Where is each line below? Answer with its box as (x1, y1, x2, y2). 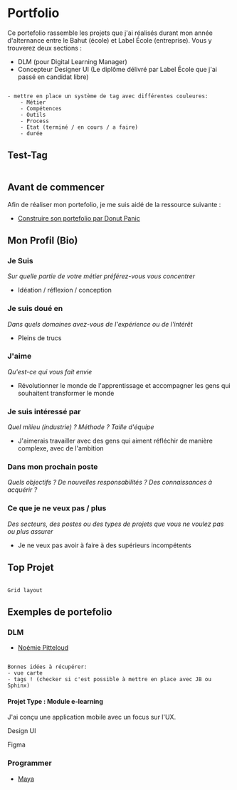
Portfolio (7, 5, 60, 21)
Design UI (7, 727, 37, 735)
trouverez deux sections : (7, 43, 82, 52)
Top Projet (7, 562, 54, 574)
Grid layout (7, 586, 43, 594)
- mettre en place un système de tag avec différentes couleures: (7, 93, 209, 100)
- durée (20, 130, 43, 137)
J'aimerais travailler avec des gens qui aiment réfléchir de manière (17, 436, 214, 446)
